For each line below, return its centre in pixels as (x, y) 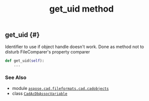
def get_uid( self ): (25, 61)
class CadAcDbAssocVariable (40, 93)
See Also (16, 78)
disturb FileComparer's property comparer (48, 51)
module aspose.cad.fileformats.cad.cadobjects (60, 88)
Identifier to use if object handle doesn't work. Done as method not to (74, 47)
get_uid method (82, 9)
